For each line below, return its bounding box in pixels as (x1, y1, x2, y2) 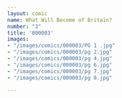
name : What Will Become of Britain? (7, 17, 112, 23)
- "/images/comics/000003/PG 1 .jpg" (7, 42, 116, 49)
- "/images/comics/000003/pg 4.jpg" (7, 55, 112, 62)
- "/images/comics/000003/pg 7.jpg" (7, 68, 112, 75)
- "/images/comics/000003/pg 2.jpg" (7, 49, 112, 56)
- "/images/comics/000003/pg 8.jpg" (7, 74, 112, 81)
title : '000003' (7, 29, 54, 37)
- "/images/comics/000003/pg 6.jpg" (7, 61, 112, 68)
